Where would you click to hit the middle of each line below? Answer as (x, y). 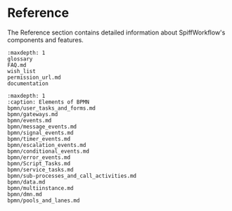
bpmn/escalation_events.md (47, 145)
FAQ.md (17, 65)
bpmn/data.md (26, 182)
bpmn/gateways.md (33, 114)
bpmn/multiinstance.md (40, 188)
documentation (28, 83)
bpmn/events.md (30, 120)
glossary (20, 59)
